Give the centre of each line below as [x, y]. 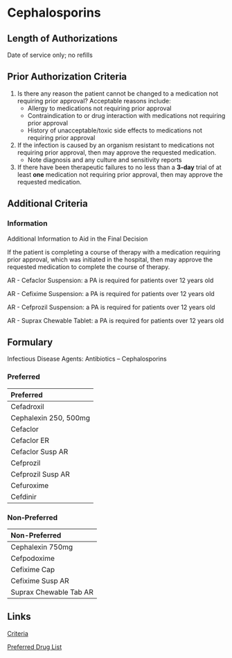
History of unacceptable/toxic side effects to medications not [115, 130]
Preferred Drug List [35, 647]
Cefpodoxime [33, 558]
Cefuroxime [30, 485]
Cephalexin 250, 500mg [51, 417]
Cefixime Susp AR [40, 580]
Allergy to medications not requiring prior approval [99, 108]
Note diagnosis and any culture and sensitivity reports [105, 159]
